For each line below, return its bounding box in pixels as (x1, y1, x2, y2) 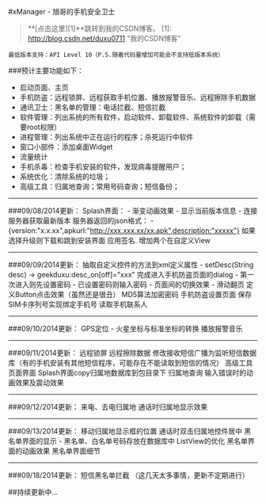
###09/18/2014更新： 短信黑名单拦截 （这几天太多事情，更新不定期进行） (8, 471, 249, 479)
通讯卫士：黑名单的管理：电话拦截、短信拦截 (19, 102, 166, 112)
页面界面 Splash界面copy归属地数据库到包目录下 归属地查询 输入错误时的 (8, 368, 247, 377)
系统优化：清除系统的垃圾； (19, 172, 111, 181)
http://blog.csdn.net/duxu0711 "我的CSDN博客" (27, 34, 181, 43)
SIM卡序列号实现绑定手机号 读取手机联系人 (8, 300, 148, 309)
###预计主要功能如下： (8, 66, 85, 75)
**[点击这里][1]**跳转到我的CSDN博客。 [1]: (27, 24, 172, 33)
